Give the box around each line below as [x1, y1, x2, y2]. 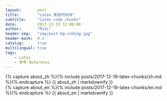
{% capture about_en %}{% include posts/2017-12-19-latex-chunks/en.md [5, 85, 162, 91]
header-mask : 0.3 [5, 36, 44, 41]
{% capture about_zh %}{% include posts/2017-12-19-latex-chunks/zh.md [5, 73, 162, 80]
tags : [5, 50, 17, 55]
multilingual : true [5, 45, 47, 50]
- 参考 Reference [14, 60, 50, 65]
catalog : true [5, 41, 47, 46]
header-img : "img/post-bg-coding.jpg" [5, 31, 93, 36]
